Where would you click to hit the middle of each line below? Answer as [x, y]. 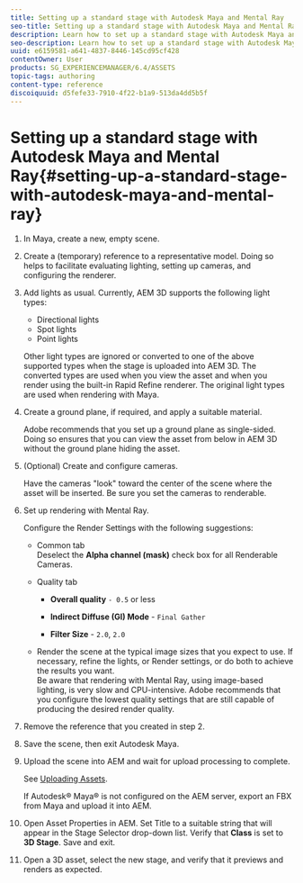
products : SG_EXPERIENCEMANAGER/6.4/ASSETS [93, 68]
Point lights [58, 339]
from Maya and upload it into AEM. [87, 806]
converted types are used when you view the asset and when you [145, 375]
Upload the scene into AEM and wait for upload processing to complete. [156, 761]
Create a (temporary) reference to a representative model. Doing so [148, 257]
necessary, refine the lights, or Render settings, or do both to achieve [165, 662]
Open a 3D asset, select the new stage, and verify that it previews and [153, 860]
